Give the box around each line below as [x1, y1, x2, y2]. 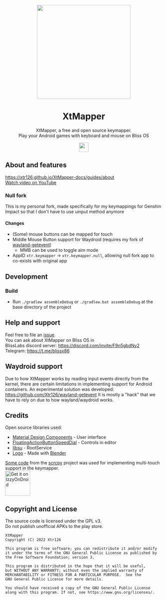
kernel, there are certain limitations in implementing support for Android [5, 381, 152, 387]
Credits [5, 411, 29, 420]
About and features [5, 161, 67, 170]
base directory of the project [12, 304, 71, 310]
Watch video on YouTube [5, 179, 56, 185]
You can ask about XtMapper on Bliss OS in [5, 337, 95, 343]
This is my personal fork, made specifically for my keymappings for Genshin [5, 203, 162, 210]
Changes [5, 220, 24, 226]
